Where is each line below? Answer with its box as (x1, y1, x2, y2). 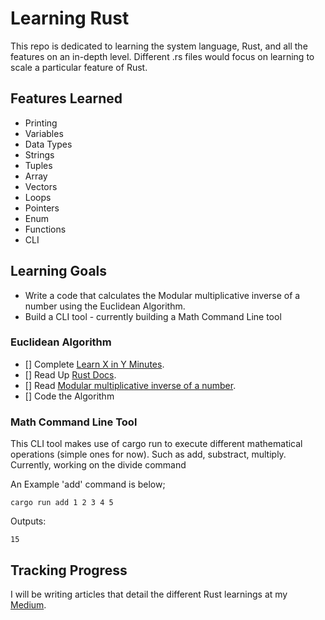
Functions (24, 223, 67, 235)
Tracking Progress (10, 562, 128, 579)
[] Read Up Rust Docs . (24, 368, 117, 381)
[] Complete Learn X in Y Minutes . (24, 358, 165, 370)
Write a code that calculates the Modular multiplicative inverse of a (24, 289, 301, 301)
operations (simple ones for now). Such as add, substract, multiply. (10, 448, 287, 461)
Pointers (24, 202, 60, 214)
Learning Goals (10, 263, 108, 280)
